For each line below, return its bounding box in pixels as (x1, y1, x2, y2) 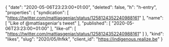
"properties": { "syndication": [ (5, 9, 69, 15)
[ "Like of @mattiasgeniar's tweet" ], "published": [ (5, 20, 111, 26)
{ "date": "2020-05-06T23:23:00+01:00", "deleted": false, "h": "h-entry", (5, 4, 157, 10)
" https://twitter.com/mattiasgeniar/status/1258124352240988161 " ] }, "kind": (5, 31, 164, 36)
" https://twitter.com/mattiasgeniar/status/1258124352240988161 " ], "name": (5, 15, 164, 20)
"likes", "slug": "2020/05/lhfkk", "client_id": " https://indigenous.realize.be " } (5, 36, 163, 42)
